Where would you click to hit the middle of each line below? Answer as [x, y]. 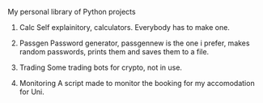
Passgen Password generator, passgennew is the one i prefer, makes [134, 43]
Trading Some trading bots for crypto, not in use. [101, 67]
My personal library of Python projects [72, 12]
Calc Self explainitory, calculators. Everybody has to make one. [124, 27]
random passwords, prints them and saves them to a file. [114, 51]
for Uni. [32, 92]
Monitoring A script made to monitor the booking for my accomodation [137, 83]
